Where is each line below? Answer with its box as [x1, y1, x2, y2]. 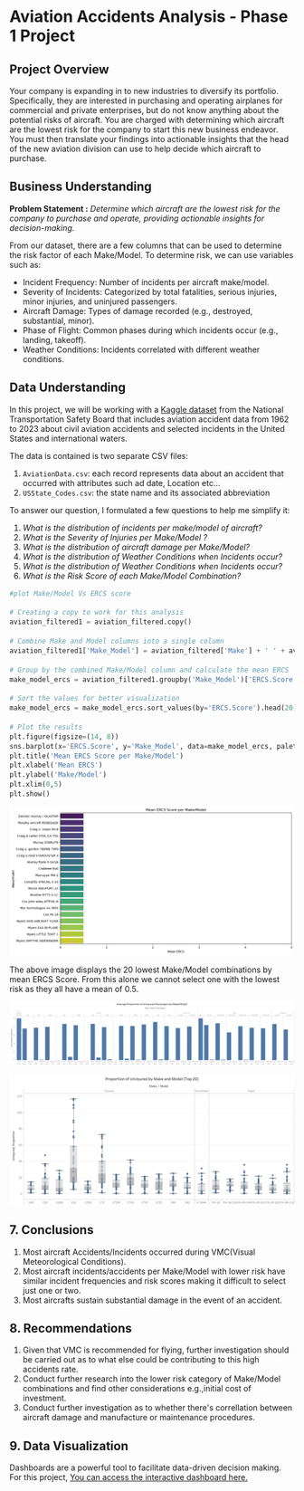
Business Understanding [9, 179, 152, 195]
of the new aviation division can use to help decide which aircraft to [9, 143, 261, 154]
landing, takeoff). [22, 334, 87, 345]
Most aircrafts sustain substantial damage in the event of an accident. [22, 1295, 283, 1305]
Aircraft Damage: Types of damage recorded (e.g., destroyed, [22, 305, 253, 316]
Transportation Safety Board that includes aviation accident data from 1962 [9, 414, 290, 425]
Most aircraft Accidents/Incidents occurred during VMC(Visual [22, 1247, 256, 1257]
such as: [9, 259, 42, 270]
